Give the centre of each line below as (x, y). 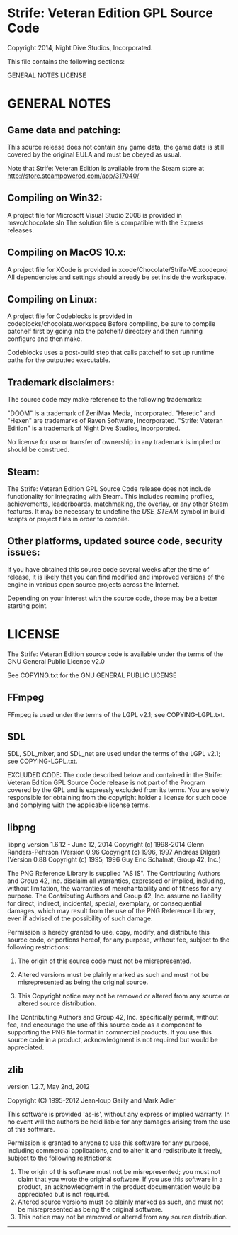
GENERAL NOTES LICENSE (47, 75)
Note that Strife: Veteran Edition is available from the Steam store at (106, 168)
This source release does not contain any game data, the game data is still (116, 147)
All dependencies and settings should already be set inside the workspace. (117, 277)
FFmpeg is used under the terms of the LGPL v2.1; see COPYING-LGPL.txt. (116, 714)
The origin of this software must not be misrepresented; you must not (119, 1172)
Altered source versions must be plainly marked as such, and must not (120, 1202)
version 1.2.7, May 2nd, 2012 (49, 1087)
